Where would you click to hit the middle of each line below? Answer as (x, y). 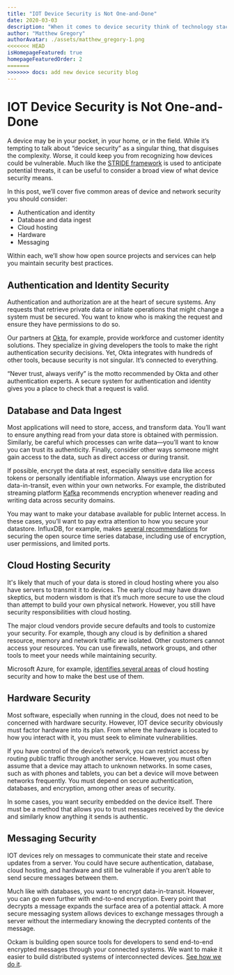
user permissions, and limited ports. (58, 544)
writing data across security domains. (61, 500)
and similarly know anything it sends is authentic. (78, 816)
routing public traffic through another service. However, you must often (109, 758)
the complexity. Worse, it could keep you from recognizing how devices (110, 156)
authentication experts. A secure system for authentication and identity (109, 381)
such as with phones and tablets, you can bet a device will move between (113, 773)
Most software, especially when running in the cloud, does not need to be (113, 715)
